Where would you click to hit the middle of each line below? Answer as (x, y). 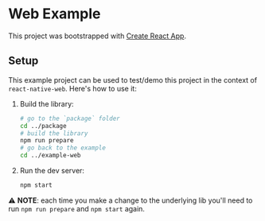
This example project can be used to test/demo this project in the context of (132, 79)
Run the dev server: (52, 171)
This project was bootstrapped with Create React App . (97, 36)
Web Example (55, 14)
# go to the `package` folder (70, 118)
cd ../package (43, 126)
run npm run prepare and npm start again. (77, 208)
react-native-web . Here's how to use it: (72, 88)
